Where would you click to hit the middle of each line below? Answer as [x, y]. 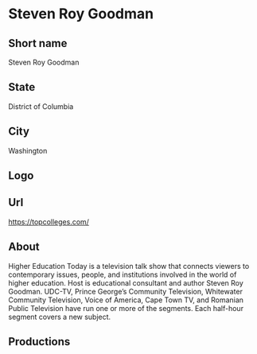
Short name [38, 43]
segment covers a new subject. [60, 317]
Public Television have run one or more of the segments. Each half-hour [126, 308]
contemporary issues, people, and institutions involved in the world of [123, 274]
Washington [28, 150]
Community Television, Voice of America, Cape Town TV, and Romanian [126, 300]
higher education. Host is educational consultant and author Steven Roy [126, 282]
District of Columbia [41, 106]
